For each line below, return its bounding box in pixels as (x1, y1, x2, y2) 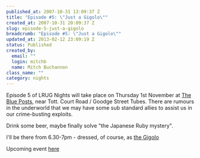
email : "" (11, 53, 36, 59)
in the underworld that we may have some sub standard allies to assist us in (6, 104, 193, 111)
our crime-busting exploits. (6, 111, 73, 118)
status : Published (6, 42, 52, 48)
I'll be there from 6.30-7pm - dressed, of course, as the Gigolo (6, 134, 159, 141)
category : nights (6, 75, 50, 81)
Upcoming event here (6, 145, 60, 153)
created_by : (6, 48, 36, 54)
